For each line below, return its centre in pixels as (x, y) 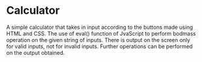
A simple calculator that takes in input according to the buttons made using (100, 27)
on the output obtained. (36, 52)
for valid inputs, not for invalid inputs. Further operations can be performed (99, 46)
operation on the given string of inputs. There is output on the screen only (98, 40)
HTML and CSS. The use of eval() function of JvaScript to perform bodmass (101, 33)
